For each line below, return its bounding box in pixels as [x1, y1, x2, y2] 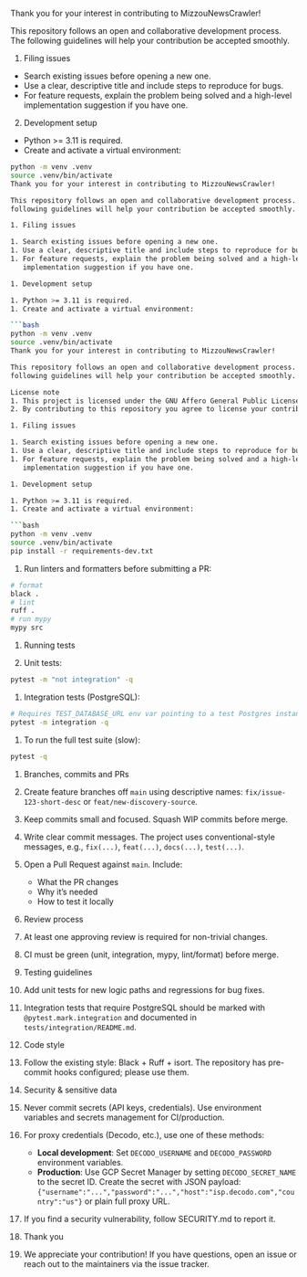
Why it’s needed [36, 886, 98, 897]
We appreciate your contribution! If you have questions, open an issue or [23, 1249, 297, 1260]
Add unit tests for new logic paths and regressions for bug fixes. [23, 984, 265, 995]
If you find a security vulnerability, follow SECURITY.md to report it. [23, 1213, 276, 1224]
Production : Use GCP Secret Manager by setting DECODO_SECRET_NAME [36, 1166, 297, 1177]
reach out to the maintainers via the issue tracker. [23, 1258, 210, 1269]
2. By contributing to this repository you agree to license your [10, 405, 268, 414]
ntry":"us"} [36, 1197, 83, 1207]
